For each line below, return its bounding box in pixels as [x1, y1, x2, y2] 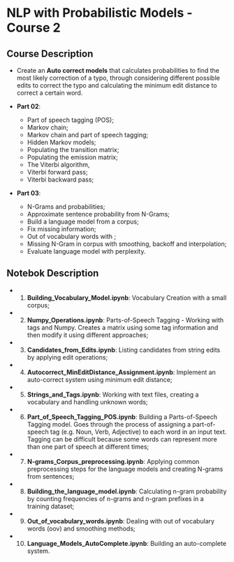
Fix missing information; [27, 225, 96, 233]
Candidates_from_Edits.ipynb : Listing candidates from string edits [27, 345, 221, 354]
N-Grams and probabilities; [27, 203, 105, 211]
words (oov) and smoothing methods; [27, 524, 136, 533]
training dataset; [27, 502, 75, 510]
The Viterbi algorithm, [27, 160, 90, 169]
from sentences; [27, 472, 75, 481]
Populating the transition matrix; [27, 146, 119, 153]
